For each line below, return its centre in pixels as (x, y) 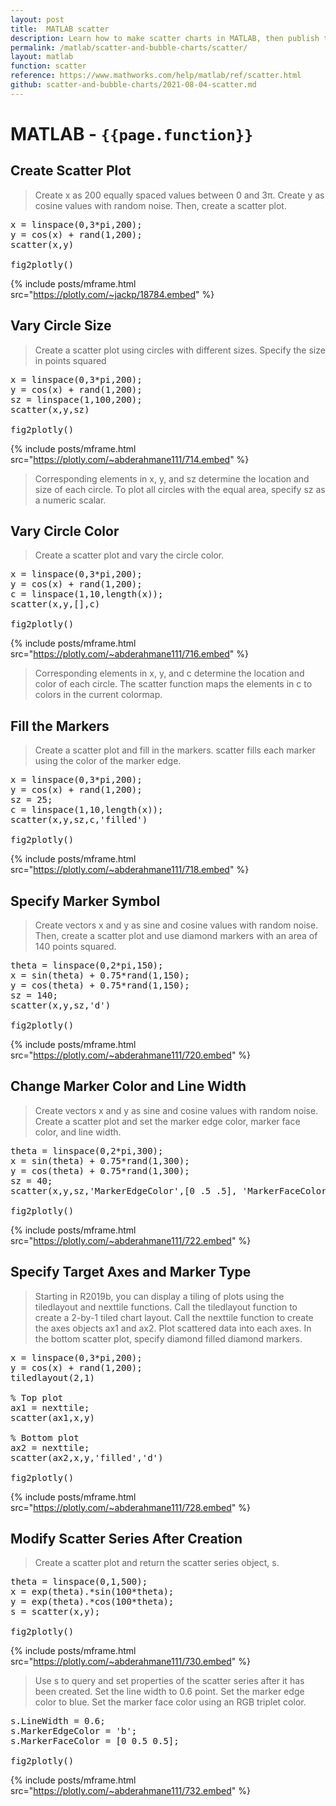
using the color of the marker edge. (108, 761)
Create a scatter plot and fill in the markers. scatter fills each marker (175, 750)
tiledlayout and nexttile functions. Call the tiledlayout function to (166, 1307)
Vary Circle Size (61, 326)
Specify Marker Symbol (85, 901)
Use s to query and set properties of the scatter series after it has (169, 1681)
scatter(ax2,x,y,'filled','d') (87, 1457)
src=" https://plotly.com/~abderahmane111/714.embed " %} (130, 459)
